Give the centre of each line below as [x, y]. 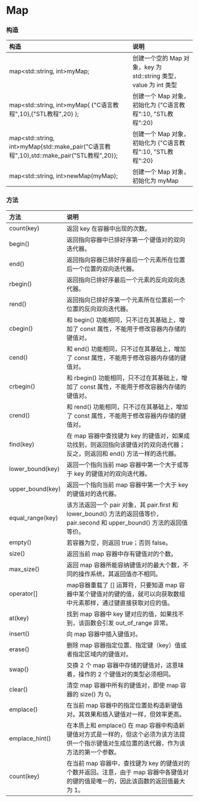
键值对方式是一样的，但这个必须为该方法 [123, 734]
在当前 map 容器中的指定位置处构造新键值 [125, 705]
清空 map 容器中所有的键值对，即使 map [123, 685]
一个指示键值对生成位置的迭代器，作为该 [129, 743]
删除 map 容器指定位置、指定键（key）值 [124, 645]
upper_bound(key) [35, 489]
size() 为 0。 [97, 694]
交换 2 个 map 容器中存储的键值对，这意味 [125, 665]
